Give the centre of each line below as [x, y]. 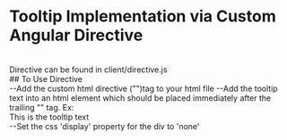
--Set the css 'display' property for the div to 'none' [104, 126]
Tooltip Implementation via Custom [143, 16]
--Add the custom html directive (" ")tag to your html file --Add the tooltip [143, 88]
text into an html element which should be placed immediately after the [140, 98]
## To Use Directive [46, 78]
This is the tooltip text [49, 117]
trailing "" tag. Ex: [42, 107]
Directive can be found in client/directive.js [88, 70]
